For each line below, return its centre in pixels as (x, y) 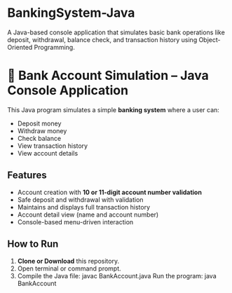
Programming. (54, 47)
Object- (210, 39)
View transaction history (53, 146)
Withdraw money (42, 130)
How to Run (33, 244)
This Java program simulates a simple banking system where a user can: (113, 109)
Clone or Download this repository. (68, 261)
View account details (48, 153)
